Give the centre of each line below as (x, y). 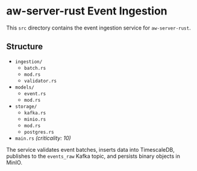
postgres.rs (39, 132)
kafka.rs (35, 113)
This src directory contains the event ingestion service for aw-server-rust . (98, 28)
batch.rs (35, 68)
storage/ (26, 107)
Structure (25, 47)
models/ (24, 87)
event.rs (35, 94)
